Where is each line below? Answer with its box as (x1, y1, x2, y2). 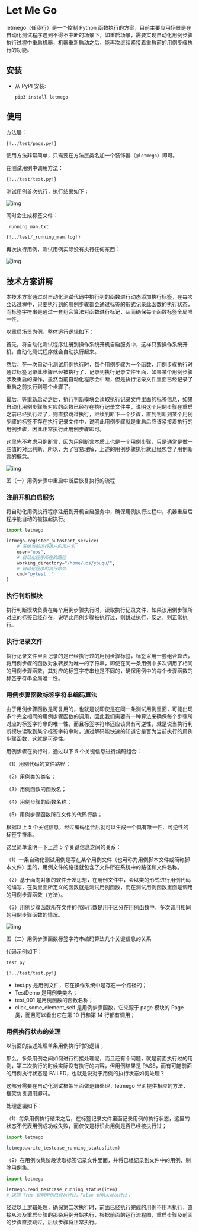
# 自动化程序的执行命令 (17, 566, 66, 572)
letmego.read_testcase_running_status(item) (6, 1186, 118, 1192)
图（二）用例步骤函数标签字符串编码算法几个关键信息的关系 (6, 935, 152, 942)
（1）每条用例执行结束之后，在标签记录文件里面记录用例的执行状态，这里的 (6, 1115, 190, 1122)
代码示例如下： (6, 948, 43, 955)
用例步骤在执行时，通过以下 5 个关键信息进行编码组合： (6, 748, 142, 755)
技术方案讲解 (6, 276, 53, 286)
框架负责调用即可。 (6, 1090, 53, 1097)
